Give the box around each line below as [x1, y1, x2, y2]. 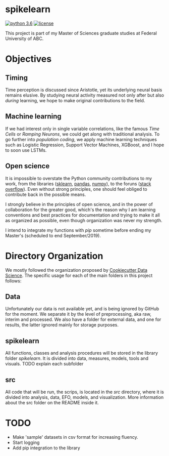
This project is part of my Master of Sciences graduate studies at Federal [5, 30, 157, 36]
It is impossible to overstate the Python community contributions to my [5, 175, 152, 181]
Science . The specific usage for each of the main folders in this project [5, 272, 153, 278]
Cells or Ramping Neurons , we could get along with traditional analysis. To [5, 131, 160, 137]
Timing [5, 73, 28, 82]
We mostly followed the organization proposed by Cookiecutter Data [5, 267, 148, 273]
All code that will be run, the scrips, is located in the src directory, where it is [5, 389, 164, 395]
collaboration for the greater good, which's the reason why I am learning [5, 206, 156, 213]
